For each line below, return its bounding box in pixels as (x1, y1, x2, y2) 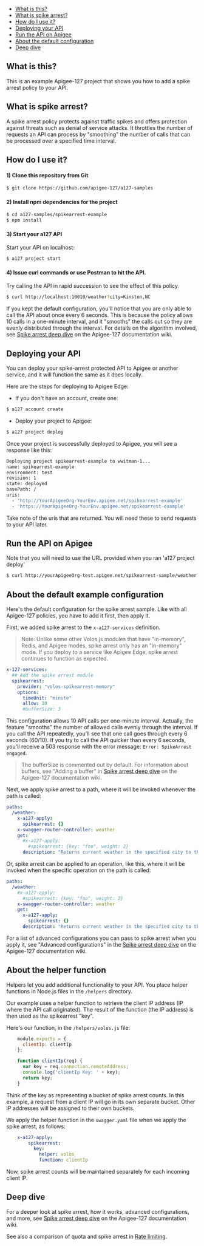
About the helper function (6, 965, 106, 975)
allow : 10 (22, 701, 47, 707)
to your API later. (6, 520, 48, 528)
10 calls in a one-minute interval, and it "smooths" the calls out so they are (6, 318, 192, 325)
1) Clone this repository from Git (6, 171, 89, 179)
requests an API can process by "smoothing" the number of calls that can (6, 131, 191, 138)
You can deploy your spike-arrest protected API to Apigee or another (6, 364, 178, 372)
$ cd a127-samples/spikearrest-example (6, 212, 107, 218)
